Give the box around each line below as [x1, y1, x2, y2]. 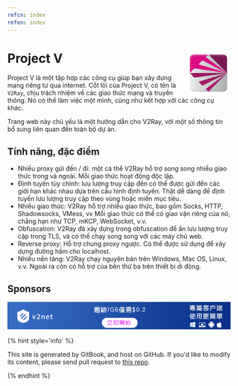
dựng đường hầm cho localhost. [17, 247, 111, 256]
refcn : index [7, 11, 46, 18]
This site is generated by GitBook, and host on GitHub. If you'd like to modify [7, 351, 231, 359]
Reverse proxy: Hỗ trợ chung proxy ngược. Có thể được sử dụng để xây [17, 239, 226, 248]
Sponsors [7, 283, 51, 295]
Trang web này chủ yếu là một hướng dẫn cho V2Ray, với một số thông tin [7, 118, 223, 126]
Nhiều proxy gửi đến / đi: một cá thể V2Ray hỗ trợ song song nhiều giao [17, 164, 227, 173]
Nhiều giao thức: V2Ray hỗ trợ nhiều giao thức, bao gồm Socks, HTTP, [17, 202, 223, 210]
